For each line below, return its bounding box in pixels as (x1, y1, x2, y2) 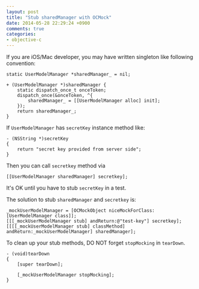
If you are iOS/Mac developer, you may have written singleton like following (6, 54, 194, 60)
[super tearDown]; (17, 261, 63, 267)
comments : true (6, 25, 45, 32)
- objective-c (6, 37, 42, 43)
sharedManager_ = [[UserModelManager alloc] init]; (28, 98, 161, 104)
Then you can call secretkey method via (6, 162, 106, 169)
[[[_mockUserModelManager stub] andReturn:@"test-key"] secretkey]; (6, 218, 182, 224)
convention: (6, 60, 36, 67)
